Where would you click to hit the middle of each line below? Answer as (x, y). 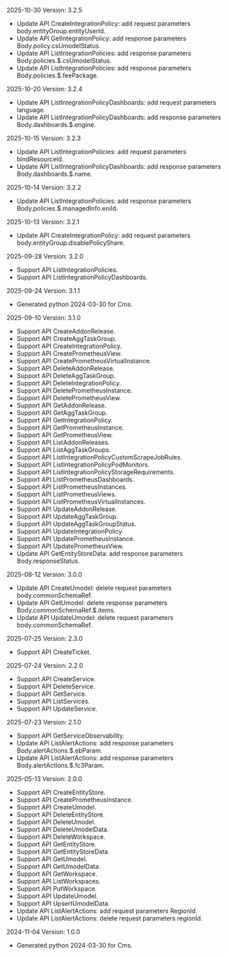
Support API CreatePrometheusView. (69, 354)
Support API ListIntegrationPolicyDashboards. (82, 277)
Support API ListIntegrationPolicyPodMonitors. (83, 464)
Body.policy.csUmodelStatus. (59, 46)
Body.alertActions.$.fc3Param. (60, 765)
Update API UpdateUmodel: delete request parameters (95, 617)
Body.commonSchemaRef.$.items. (66, 610)
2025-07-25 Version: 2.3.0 (44, 638)
